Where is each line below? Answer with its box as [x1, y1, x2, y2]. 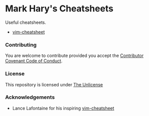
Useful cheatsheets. [5, 19, 46, 25]
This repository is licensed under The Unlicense [5, 81, 103, 87]
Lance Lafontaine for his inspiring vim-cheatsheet [12, 105, 114, 111]
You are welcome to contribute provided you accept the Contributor [5, 53, 144, 58]
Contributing [5, 41, 37, 48]
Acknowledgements [5, 94, 55, 101]
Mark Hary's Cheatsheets [5, 3, 114, 14]
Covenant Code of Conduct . [5, 58, 63, 64]
